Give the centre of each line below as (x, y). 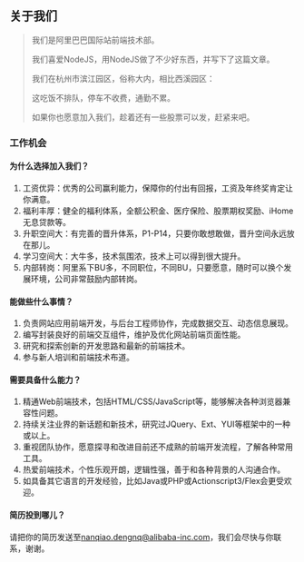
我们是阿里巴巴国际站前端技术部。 (95, 40)
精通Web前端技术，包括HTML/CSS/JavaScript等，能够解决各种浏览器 (152, 401)
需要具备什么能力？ (45, 380)
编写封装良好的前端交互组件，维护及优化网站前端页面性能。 (134, 335)
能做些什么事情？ (41, 301)
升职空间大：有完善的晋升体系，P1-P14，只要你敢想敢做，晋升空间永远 (155, 233)
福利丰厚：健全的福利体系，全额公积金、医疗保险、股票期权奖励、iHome (158, 211)
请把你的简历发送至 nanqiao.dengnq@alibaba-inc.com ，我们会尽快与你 (142, 537)
